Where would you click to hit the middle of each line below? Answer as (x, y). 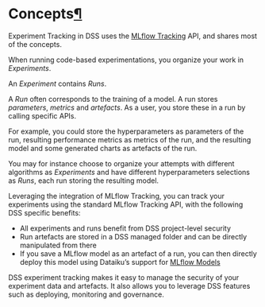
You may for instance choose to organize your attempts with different (121, 163)
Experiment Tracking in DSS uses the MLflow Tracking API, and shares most (133, 36)
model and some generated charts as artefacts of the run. (103, 148)
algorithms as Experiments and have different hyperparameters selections (129, 172)
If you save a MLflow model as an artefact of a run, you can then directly (138, 253)
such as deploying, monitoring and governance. (86, 294)
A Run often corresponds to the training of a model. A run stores (113, 99)
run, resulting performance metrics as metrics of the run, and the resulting (130, 139)
